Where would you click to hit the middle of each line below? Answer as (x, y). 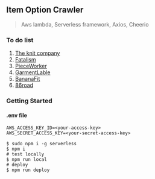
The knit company (37, 53)
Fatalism (25, 60)
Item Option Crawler (45, 10)
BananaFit (27, 79)
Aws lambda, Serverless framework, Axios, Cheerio (85, 24)
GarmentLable (33, 72)
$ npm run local (27, 160)
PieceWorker (31, 66)
